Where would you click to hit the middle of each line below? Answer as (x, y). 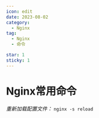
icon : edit (19, 11)
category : (18, 22)
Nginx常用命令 (42, 91)
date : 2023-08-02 (27, 17)
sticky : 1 (18, 60)
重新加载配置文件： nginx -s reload (50, 109)
